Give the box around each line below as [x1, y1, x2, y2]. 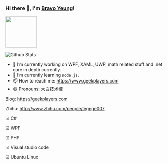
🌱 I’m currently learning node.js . [12, 72, 79, 78]
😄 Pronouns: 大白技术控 [12, 86, 63, 92]
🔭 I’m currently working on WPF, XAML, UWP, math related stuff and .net [12, 61, 163, 67]
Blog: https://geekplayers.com [5, 96, 68, 102]
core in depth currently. [12, 67, 61, 73]
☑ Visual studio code [5, 144, 49, 150]
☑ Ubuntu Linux [5, 154, 39, 160]
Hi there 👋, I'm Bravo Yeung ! [5, 5, 75, 12]
